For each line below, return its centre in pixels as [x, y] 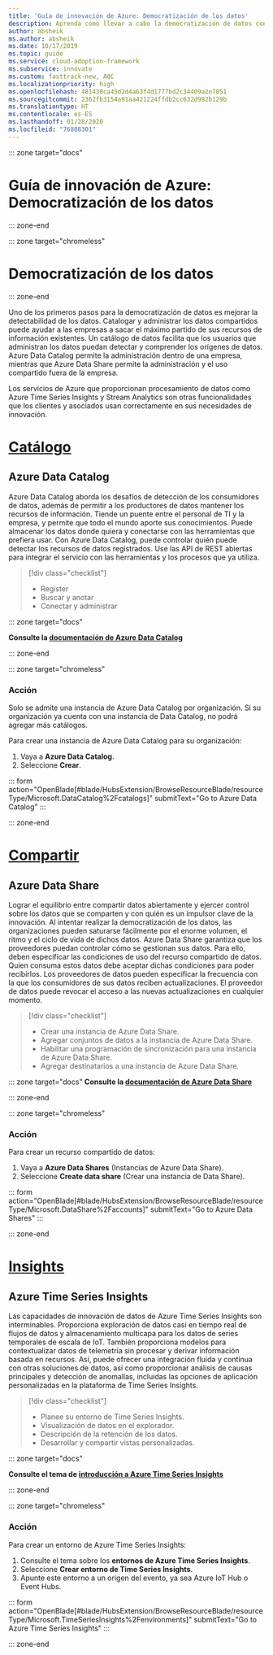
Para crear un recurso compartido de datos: [82, 1152]
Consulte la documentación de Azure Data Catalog [95, 637]
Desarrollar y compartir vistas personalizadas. [117, 1443]
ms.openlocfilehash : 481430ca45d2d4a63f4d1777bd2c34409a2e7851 [118, 91]
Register [54, 588]
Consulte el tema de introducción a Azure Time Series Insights [116, 1474]
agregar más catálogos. [48, 725]
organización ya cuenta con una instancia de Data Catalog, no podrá [123, 716]
